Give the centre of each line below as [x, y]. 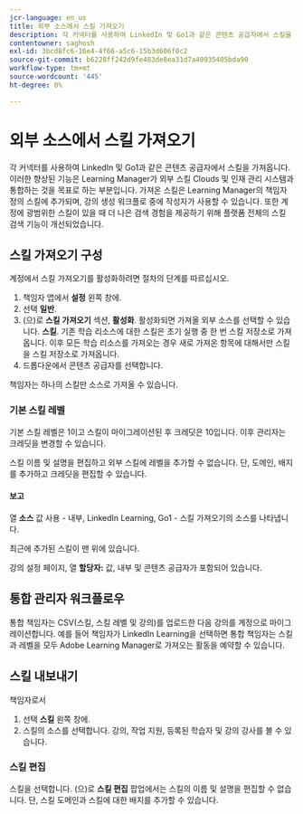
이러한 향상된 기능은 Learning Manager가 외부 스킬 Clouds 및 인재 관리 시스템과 [151, 178]
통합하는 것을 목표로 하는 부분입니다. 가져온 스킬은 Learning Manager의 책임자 [148, 190]
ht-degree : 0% [36, 85]
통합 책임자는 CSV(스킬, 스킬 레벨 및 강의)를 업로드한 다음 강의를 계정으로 [139, 622]
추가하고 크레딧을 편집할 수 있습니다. [83, 473]
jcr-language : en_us [48, 18]
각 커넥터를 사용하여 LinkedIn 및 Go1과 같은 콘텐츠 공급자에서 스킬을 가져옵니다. [150, 167]
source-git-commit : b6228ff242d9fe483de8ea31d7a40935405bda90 [129, 60]
